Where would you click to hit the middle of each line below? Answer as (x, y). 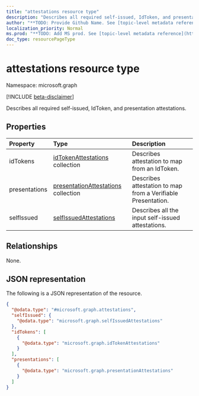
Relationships (32, 246)
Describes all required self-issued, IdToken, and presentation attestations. (96, 108)
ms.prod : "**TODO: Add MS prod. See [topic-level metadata (81, 34)
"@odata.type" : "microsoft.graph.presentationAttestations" (97, 370)
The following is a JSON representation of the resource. (74, 293)
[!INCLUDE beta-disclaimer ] (40, 96)
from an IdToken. (155, 168)
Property (22, 143)
